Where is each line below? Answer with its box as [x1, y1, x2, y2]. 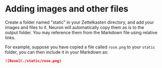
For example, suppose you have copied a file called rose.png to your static [5, 44, 156, 50]
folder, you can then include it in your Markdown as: [5, 49, 109, 55]
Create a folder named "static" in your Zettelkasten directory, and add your [5, 19, 154, 25]
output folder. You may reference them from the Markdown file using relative [5, 29, 158, 35]
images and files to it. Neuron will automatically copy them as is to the [5, 24, 144, 30]
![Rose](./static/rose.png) [5, 58, 62, 63]
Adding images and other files [5, 3, 129, 14]
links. [5, 35, 16, 41]
